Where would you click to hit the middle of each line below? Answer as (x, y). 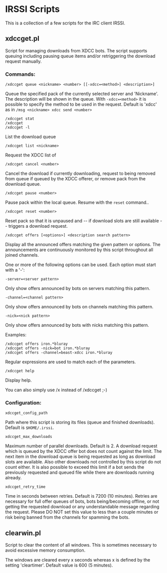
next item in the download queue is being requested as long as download (80, 456)
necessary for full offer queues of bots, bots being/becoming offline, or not (82, 501)
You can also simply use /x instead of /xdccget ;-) (56, 390)
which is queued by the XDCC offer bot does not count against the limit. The (83, 451)
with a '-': (15, 270)
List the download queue (31, 137)
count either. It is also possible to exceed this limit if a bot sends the (75, 467)
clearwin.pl (23, 533)
